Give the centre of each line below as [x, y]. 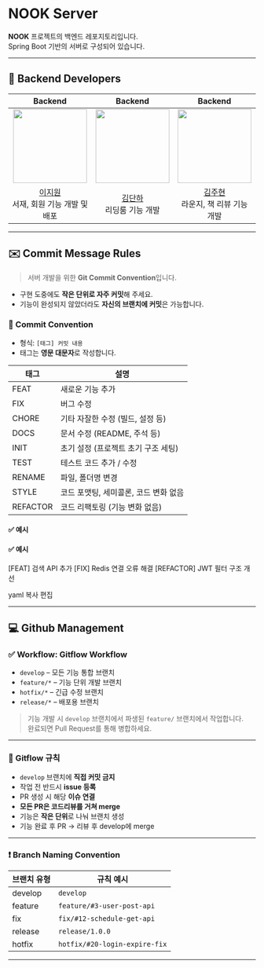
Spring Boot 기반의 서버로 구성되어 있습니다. [77, 46]
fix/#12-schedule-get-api [106, 918]
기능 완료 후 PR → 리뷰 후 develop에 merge [87, 826]
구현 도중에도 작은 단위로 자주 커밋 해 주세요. [86, 294]
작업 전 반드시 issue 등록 [58, 786]
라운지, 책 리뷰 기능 [214, 203]
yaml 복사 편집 [31, 595]
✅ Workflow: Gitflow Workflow [68, 654]
